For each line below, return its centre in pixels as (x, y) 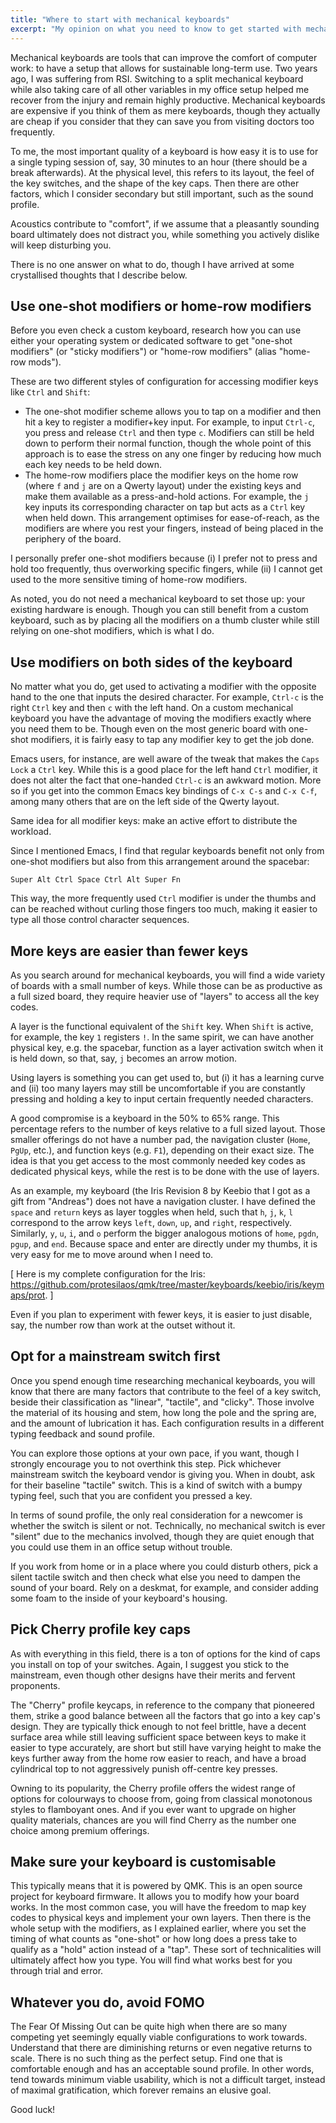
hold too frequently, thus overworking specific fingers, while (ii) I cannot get (166, 569)
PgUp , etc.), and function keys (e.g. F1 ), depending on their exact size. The (162, 1150)
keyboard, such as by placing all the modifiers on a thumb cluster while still (165, 620)
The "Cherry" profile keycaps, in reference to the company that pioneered (162, 1705)
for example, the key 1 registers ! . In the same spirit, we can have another (162, 1037)
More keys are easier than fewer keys (129, 951)
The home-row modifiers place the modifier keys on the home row (161, 475)
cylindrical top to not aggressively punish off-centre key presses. (144, 1768)
